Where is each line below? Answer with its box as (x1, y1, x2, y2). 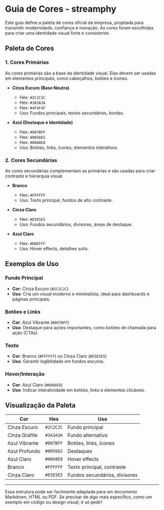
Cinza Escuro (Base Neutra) (12, 85, 70, 91)
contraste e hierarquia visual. (5, 173, 63, 179)
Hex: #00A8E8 (19, 139, 45, 145)
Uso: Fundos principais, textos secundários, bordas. (19, 110, 124, 116)
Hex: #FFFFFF (19, 192, 45, 198)
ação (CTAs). (12, 330, 39, 336)
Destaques (67, 448, 93, 455)
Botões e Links (5, 308, 41, 315)
